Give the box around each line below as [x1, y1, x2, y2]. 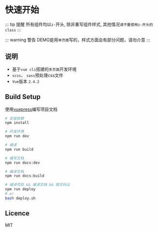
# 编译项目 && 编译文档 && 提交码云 [5, 182, 70, 187]
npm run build [5, 147, 34, 152]
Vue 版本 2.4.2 [12, 78, 40, 84]
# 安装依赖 [5, 116, 24, 121]
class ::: [5, 27, 21, 33]
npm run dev [5, 134, 29, 139]
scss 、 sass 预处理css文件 [12, 72, 63, 78]
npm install [5, 120, 29, 125]
